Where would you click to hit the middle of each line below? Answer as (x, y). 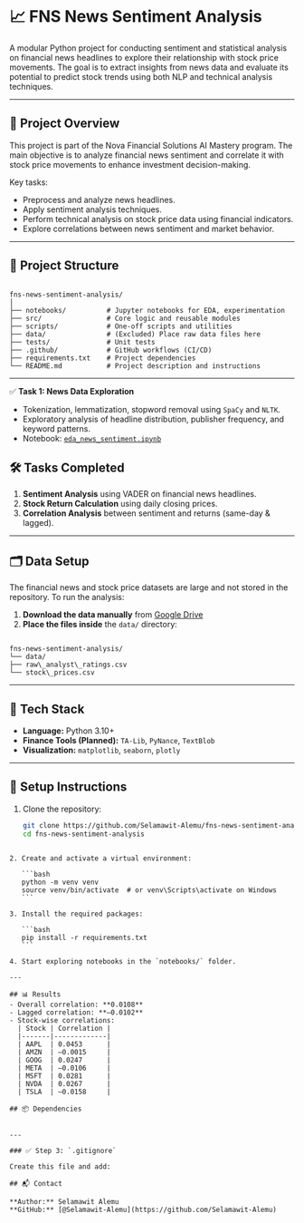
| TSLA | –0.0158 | (64, 1092)
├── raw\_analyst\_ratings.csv (68, 665)
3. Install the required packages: (76, 914)
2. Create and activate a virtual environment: (101, 858)
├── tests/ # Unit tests (82, 342)
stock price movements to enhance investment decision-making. (130, 164)
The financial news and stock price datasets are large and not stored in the (149, 587)
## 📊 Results (35, 994)
